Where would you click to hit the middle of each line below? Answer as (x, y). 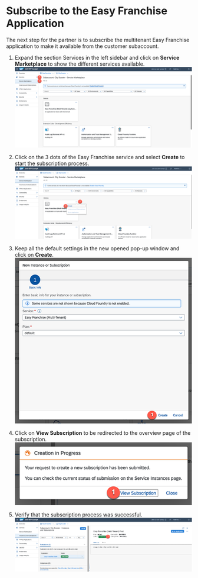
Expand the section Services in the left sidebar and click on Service (97, 57)
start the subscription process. (52, 163)
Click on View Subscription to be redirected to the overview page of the (103, 433)
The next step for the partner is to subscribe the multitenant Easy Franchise (98, 40)
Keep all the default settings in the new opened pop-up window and (97, 248)
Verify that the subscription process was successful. (78, 515)
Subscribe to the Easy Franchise (87, 11)
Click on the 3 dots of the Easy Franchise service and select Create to (100, 157)
